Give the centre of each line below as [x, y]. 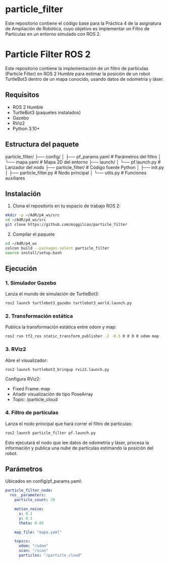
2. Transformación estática [39, 316]
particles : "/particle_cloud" [50, 555]
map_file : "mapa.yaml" [38, 532]
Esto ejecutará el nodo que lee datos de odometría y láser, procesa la [77, 442]
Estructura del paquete [42, 145]
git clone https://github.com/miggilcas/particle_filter [66, 225]
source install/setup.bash [34, 253]
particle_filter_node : [29, 490]
